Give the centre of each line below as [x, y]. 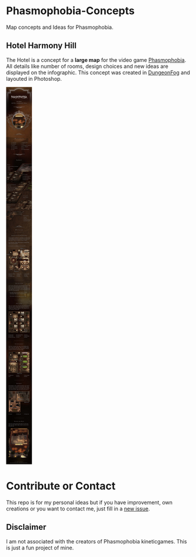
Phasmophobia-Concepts [70, 11]
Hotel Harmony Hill [41, 46]
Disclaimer [26, 527]
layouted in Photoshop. [34, 78]
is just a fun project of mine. [40, 548]
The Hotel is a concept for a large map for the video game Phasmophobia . [96, 60]
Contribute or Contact [61, 486]
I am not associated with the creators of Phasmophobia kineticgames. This [97, 541]
